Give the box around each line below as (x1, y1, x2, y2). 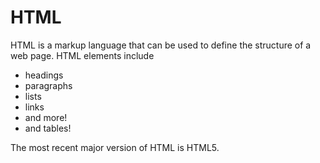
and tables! (24, 122, 72, 134)
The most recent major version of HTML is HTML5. (10, 141, 220, 153)
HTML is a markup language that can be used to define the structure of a (10, 39, 312, 51)
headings (24, 69, 64, 81)
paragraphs (24, 79, 73, 91)
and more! (24, 111, 68, 123)
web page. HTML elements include (10, 49, 155, 61)
